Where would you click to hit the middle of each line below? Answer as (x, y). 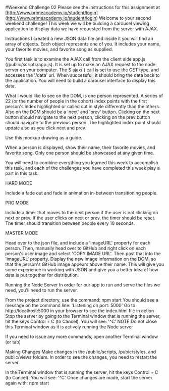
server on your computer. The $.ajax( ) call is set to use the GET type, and (82, 70)
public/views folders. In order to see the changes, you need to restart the (81, 357)
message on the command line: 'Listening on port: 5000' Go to (70, 305)
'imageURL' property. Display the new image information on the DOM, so (81, 259)
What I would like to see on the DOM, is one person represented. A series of (84, 96)
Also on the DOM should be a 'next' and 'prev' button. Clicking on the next (82, 112)
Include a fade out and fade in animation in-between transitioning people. (81, 193)
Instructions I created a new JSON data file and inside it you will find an (79, 38)
